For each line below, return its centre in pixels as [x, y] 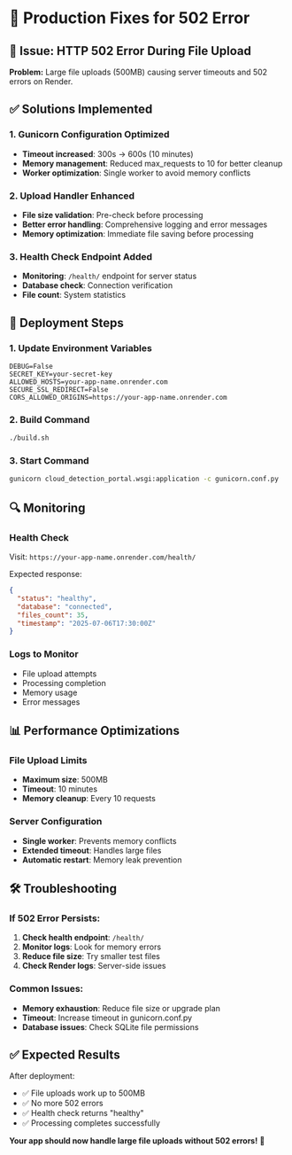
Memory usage [50, 692]
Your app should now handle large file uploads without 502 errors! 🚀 [137, 1141]
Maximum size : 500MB [65, 780]
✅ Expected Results [65, 1054]
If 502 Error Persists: [55, 918]
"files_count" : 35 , [53, 615]
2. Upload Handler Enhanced [72, 196]
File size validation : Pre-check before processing [112, 215]
